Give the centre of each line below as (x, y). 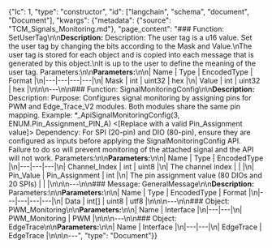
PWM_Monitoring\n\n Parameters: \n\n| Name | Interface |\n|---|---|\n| (125, 210)
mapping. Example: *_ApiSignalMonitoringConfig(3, (94, 115)
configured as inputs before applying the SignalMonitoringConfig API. (125, 141)
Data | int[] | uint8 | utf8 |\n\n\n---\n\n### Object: (147, 201)
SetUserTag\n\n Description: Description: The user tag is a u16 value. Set (130, 37)
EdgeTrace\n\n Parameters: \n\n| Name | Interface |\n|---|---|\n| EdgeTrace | (135, 227)
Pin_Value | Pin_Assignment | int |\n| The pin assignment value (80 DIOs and (135, 175)
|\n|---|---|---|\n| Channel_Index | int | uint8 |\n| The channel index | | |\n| (131, 167)
